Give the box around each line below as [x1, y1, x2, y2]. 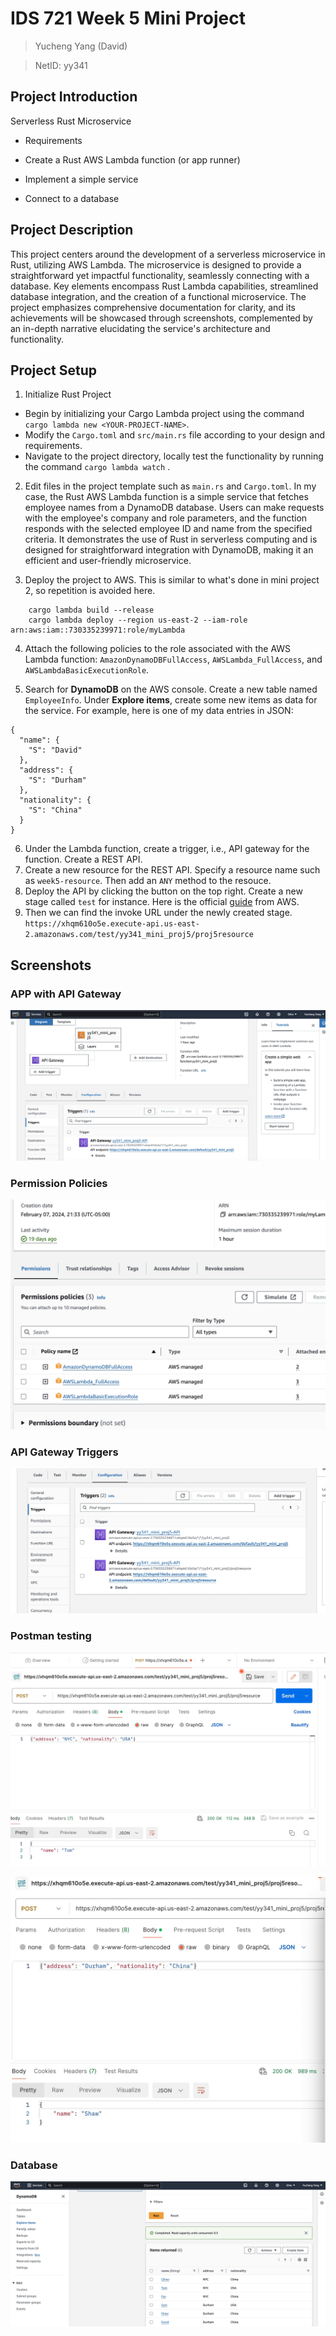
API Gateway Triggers [10, 1445, 119, 1459]
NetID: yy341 [34, 59, 88, 71]
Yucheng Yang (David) [34, 40, 128, 52]
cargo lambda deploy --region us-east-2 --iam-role [28, 615, 248, 626]
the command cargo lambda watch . [24, 461, 171, 473]
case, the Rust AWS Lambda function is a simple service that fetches [24, 491, 309, 503]
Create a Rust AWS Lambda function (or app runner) [24, 153, 241, 166]
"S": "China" [28, 805, 83, 816]
